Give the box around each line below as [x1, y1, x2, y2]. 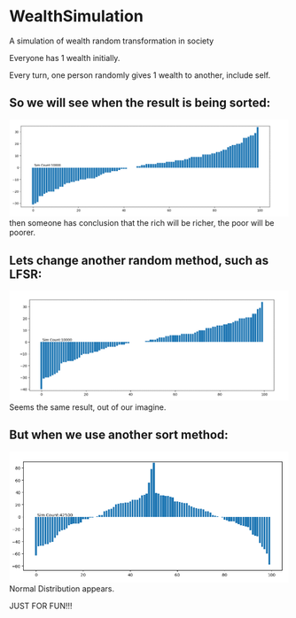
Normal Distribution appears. [9, 583, 115, 594]
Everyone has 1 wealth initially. [9, 52, 121, 63]
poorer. [9, 228, 35, 238]
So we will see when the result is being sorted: [9, 96, 271, 111]
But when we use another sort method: [9, 428, 229, 443]
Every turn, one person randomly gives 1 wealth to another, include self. [9, 69, 271, 81]
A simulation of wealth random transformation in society [9, 35, 214, 46]
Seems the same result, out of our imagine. [9, 401, 167, 413]
